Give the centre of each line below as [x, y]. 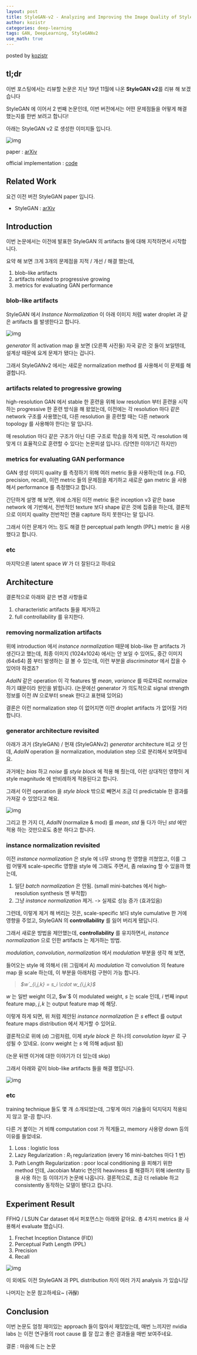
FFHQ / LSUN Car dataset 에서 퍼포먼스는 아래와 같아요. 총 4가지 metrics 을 [94, 1219]
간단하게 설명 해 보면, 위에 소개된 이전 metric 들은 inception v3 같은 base [91, 500]
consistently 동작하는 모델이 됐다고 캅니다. [64, 1185]
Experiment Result [40, 1204]
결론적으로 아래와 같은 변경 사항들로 [47, 597]
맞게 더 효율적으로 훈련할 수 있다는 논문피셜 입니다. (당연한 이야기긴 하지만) [91, 443]
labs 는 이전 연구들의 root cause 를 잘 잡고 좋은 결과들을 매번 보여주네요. [89, 1334]
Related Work [31, 182]
